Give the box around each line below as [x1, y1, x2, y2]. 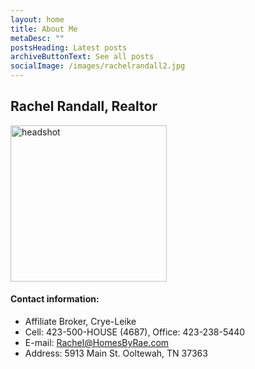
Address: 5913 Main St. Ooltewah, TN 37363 [24, 347, 208, 360]
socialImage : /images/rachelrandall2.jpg [10, 61, 186, 71]
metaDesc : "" [10, 33, 65, 43]
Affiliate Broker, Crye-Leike [24, 316, 137, 328]
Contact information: [10, 293, 100, 305]
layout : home [10, 14, 65, 25]
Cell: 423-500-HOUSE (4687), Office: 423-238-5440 [24, 326, 246, 338]
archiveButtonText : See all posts [10, 52, 155, 62]
